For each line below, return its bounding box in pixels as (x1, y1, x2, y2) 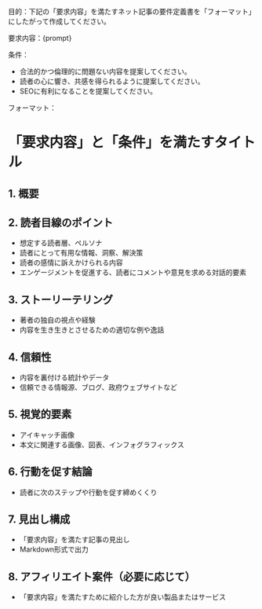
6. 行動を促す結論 (8, 465, 93, 479)
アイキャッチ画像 (19, 430, 75, 439)
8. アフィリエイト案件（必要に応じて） (8, 570, 196, 583)
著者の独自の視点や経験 (19, 315, 96, 325)
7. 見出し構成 (8, 513, 71, 526)
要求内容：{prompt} (8, 34, 72, 42)
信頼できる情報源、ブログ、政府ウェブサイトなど (19, 383, 178, 392)
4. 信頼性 (8, 350, 52, 364)
